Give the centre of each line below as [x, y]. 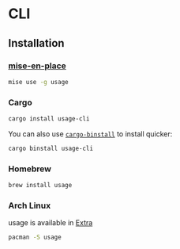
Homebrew [30, 169]
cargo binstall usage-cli [51, 148]
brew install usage [40, 186]
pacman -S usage [35, 238]
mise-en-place [37, 66]
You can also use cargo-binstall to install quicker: [90, 134]
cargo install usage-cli [49, 119]
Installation [36, 43]
